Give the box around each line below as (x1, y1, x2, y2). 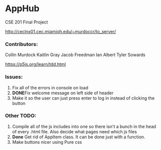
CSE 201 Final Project (5, 19, 48, 25)
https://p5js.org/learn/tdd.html (5, 62, 66, 67)
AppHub (5, 3, 40, 14)
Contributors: (5, 41, 38, 47)
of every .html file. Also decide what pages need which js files (12, 129, 137, 134)
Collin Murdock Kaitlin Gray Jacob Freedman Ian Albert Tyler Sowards (5, 52, 145, 58)
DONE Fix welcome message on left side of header (12, 90, 114, 96)
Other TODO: (5, 112, 37, 119)
